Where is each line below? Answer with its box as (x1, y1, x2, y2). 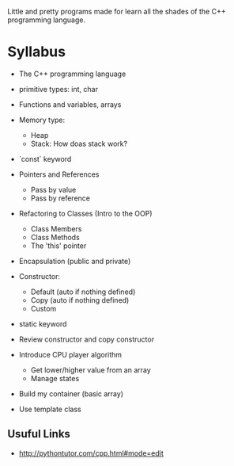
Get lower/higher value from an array (30, 365, 151, 375)
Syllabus (7, 43, 66, 61)
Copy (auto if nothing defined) (30, 295, 130, 304)
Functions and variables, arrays (18, 99, 122, 109)
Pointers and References (18, 170, 100, 179)
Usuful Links (7, 427, 70, 441)
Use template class (18, 404, 81, 414)
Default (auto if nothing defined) (30, 287, 136, 296)
